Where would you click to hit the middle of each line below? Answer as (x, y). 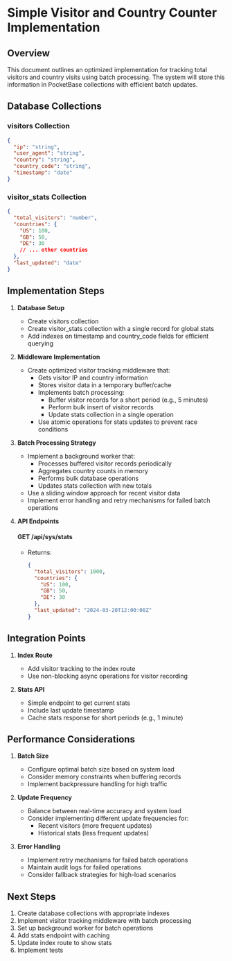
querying (41, 343)
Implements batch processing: (81, 392)
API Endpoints (38, 521)
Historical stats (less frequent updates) (93, 833)
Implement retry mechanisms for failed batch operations (108, 860)
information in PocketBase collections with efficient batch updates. (102, 84)
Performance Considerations (71, 739)
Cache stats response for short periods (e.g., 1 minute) (105, 717)
